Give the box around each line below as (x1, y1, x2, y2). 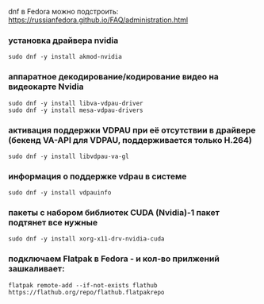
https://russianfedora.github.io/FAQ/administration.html (8, 15, 189, 25)
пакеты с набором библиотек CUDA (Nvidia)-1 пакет (8, 207, 220, 218)
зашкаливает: (8, 264, 65, 275)
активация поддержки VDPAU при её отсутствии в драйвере (8, 125, 256, 136)
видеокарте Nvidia (8, 81, 84, 92)
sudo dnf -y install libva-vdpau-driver (8, 99, 144, 107)
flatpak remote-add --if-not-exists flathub (8, 281, 158, 289)
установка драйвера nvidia (8, 35, 119, 46)
